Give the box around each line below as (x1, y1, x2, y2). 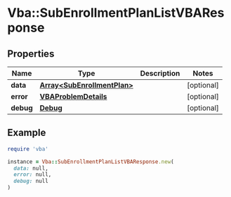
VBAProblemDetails (39, 92, 107, 101)
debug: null (13, 177, 49, 185)
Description (140, 69, 180, 78)
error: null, (13, 171, 52, 178)
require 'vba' (7, 145, 49, 152)
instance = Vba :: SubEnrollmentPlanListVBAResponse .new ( (7, 158, 174, 165)
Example (7, 127, 46, 139)
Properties (7, 48, 55, 60)
